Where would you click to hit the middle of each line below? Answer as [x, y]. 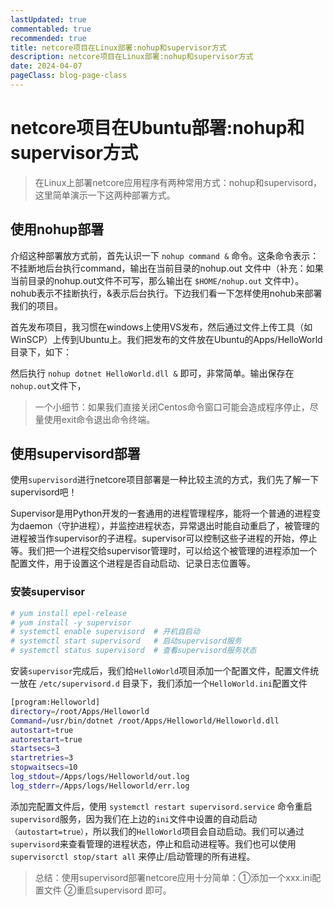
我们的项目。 [36, 305]
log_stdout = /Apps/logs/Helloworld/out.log [100, 777]
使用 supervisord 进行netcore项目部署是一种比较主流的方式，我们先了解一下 [165, 480]
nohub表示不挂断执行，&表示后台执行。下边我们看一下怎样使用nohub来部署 [166, 293]
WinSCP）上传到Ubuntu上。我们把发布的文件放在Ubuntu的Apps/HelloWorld [166, 339]
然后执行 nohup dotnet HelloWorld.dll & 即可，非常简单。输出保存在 [152, 373]
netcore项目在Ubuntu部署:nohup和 [157, 128]
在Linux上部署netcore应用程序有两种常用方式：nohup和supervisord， [178, 182]
